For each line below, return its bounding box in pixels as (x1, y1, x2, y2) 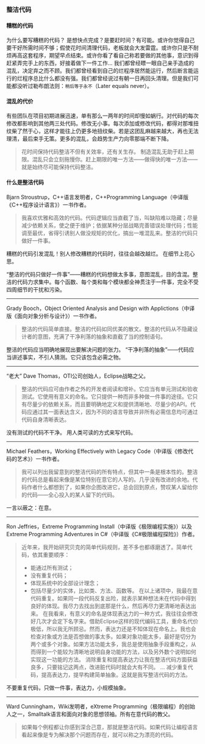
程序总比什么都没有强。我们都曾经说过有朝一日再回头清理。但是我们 (22, 75, 193, 82)
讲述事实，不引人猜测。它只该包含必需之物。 (11, 353, 124, 361)
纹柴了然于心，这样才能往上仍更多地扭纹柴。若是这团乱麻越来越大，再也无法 (6, 127, 199, 135)
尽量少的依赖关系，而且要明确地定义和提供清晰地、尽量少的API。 (26, 400, 191, 408)
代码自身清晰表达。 (21, 416, 70, 423)
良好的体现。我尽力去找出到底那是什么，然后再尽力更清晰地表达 (30, 602, 191, 610)
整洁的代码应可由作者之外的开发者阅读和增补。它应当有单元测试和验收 (21, 385, 198, 392)
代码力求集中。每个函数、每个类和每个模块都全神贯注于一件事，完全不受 (16, 278, 199, 285)
